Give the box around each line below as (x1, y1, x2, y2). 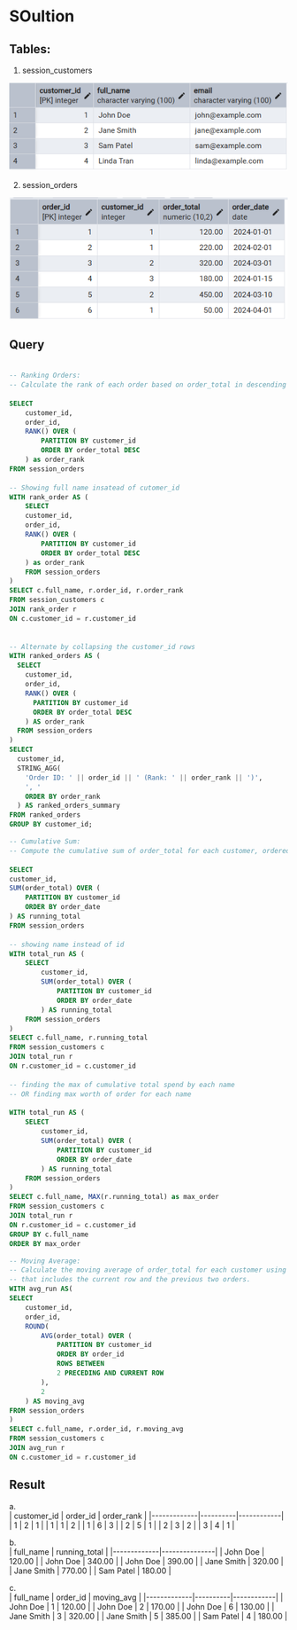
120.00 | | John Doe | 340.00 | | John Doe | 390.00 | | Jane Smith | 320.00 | (9, 1556, 285, 1566)
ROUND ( (25, 1321, 49, 1331)
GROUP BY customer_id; (9, 820, 93, 829)
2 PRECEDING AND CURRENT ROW (56, 1368, 164, 1378)
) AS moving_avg (25, 1397, 86, 1406)
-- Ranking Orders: (9, 371, 81, 380)
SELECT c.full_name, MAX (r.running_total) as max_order (9, 1193, 219, 1202)
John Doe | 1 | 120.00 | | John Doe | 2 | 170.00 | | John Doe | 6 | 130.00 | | (9, 1601, 275, 1611)
